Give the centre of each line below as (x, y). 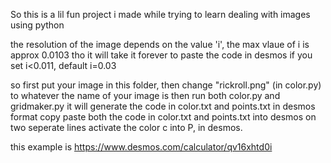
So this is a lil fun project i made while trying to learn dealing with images (160, 14)
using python (37, 25)
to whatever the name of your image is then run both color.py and (145, 95)
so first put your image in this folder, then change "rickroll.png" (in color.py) (166, 85)
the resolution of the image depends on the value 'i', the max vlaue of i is (160, 44)
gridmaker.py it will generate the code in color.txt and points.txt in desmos (163, 106)
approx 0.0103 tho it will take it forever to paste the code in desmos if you (161, 55)
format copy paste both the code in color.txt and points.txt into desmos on (163, 117)
